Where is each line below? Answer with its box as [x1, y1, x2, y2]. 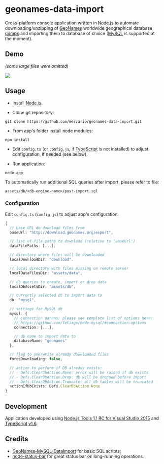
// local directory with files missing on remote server [9, 266, 129, 271]
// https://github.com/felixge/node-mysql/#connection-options [14, 320, 147, 325]
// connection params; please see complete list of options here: [14, 316, 153, 321]
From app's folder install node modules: [12, 128, 93, 134]
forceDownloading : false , [9, 357, 63, 362]
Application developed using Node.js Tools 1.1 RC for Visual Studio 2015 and [5, 416, 159, 421]
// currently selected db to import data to [9, 293, 102, 298]
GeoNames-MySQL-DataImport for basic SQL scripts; [12, 448, 122, 454]
